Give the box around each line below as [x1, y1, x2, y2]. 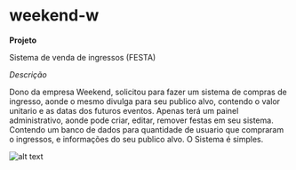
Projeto [9, 35, 37, 45]
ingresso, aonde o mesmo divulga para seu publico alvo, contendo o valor [9, 95, 281, 107]
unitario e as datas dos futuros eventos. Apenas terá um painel [9, 105, 239, 116]
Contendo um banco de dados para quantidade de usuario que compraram [9, 124, 284, 134]
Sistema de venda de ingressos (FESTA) [9, 52, 156, 62]
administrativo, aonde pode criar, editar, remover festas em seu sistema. [9, 115, 274, 125]
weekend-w [9, 5, 100, 26]
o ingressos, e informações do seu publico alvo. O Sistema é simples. [9, 134, 264, 144]
